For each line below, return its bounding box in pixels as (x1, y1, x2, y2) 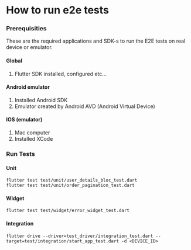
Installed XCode (14, 136, 53, 143)
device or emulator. (6, 44, 53, 51)
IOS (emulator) (6, 116, 43, 123)
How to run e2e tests (6, 4, 110, 17)
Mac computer (14, 129, 50, 136)
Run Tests (6, 150, 35, 158)
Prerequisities (6, 25, 47, 33)
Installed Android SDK (14, 96, 68, 103)
